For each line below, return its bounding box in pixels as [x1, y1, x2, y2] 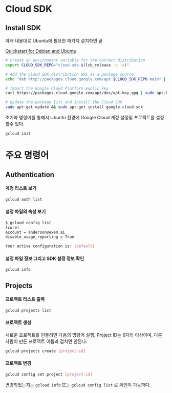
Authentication [5, 170, 55, 179]
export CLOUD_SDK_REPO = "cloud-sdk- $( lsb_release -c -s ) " [5, 62, 130, 68]
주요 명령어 [5, 149, 49, 161]
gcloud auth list [5, 196, 42, 202]
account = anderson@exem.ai [5, 230, 66, 235]
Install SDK [5, 24, 41, 32]
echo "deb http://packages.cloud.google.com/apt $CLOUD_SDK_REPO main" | [5, 76, 166, 82]
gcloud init [5, 131, 31, 136]
